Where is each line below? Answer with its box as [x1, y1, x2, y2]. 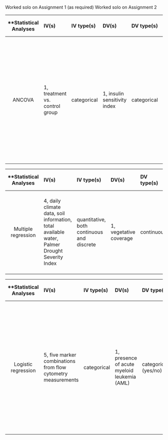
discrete [76, 241, 96, 248]
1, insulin [102, 90, 124, 97]
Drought [43, 247, 63, 254]
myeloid [114, 367, 133, 374]
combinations [43, 357, 76, 364]
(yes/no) [141, 367, 162, 374]
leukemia [114, 373, 136, 380]
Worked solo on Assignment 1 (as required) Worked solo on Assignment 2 [5, 4, 157, 10]
